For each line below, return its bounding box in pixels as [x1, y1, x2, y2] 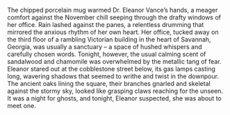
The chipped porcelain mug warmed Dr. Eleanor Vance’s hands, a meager [7, 6, 218, 14]
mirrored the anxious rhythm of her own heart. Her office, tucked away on [7, 28, 219, 36]
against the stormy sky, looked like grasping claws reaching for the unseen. [7, 87, 224, 95]
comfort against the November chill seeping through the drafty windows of [7, 13, 221, 21]
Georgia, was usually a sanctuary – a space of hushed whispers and [7, 43, 203, 51]
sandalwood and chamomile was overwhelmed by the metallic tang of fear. [7, 57, 222, 65]
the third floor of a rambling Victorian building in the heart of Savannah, [7, 35, 211, 44]
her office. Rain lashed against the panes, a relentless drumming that [7, 21, 204, 28]
